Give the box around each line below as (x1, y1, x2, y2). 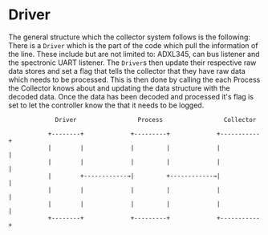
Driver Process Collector (55, 115, 257, 124)
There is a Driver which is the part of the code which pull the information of (8, 40, 258, 50)
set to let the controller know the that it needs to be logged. (8, 100, 205, 110)
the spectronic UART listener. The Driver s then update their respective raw (8, 58, 257, 67)
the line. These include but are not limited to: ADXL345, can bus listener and (8, 49, 260, 59)
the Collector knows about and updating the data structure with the (8, 83, 230, 93)
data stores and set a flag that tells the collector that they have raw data (8, 66, 246, 75)
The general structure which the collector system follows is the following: (8, 32, 251, 42)
